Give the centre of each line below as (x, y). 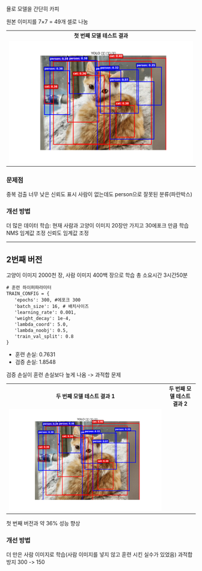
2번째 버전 (24, 260)
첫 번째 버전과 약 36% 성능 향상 (43, 523)
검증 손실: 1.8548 (35, 362)
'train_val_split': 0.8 (44, 337)
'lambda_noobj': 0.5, (41, 331)
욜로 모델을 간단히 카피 (33, 9)
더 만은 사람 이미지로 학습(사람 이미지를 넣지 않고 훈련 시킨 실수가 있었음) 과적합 (99, 555)
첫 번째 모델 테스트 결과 (101, 35)
